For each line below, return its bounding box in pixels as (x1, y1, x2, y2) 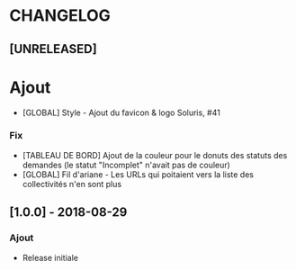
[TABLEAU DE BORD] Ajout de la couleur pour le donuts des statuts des (22, 149, 288, 160)
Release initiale (22, 252, 79, 263)
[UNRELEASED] (9, 41, 97, 57)
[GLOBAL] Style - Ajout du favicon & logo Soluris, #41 (22, 107, 220, 118)
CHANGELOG (9, 5, 111, 26)
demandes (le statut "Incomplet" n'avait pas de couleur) (22, 159, 231, 170)
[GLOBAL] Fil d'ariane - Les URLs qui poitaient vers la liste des (22, 168, 255, 180)
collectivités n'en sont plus (22, 178, 122, 189)
